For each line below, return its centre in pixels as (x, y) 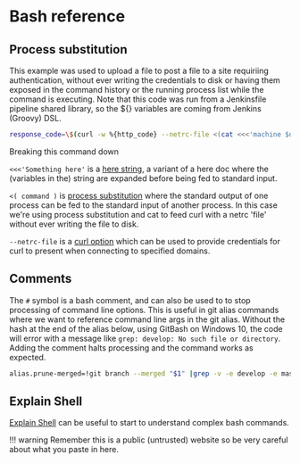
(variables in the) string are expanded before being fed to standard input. (143, 178)
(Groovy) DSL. (35, 118)
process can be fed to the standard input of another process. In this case (144, 205)
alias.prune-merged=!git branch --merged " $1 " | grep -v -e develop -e (143, 373)
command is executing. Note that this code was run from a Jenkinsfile (138, 99)
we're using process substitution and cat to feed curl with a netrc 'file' (138, 214)
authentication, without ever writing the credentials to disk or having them (145, 80)
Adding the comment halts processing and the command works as (131, 347)
